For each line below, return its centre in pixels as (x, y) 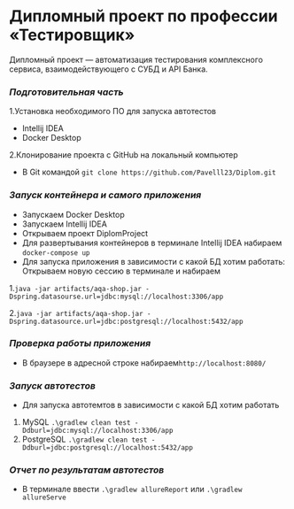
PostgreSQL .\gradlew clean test (85, 439)
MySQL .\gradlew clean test (76, 422)
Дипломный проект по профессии (143, 16)
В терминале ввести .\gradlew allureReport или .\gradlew (132, 490)
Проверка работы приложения (80, 343)
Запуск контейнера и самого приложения (105, 195)
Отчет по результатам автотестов (87, 470)
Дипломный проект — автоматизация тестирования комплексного (136, 59)
